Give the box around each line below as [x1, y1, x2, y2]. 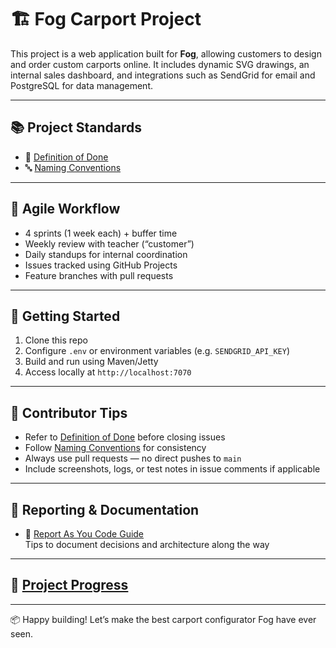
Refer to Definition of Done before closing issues [24, 431, 226, 443]
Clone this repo [24, 334, 88, 346]
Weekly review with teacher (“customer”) [24, 237, 195, 250]
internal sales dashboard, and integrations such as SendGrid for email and [10, 69, 316, 81]
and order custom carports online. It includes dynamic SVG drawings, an [10, 58, 310, 70]
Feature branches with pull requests [24, 269, 174, 281]
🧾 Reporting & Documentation [10, 501, 200, 518]
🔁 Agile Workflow [10, 201, 121, 218]
